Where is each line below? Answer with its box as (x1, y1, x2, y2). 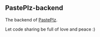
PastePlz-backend (5, 4, 63, 12)
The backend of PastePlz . (5, 17, 58, 22)
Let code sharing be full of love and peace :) (5, 26, 96, 32)
